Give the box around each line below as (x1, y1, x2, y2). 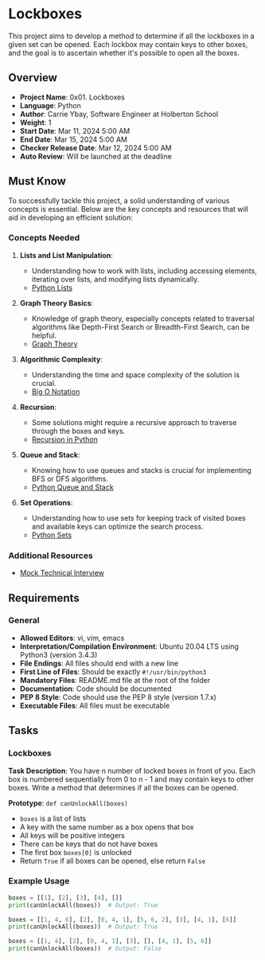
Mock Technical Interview (19, 568, 105, 578)
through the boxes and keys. (31, 426, 126, 435)
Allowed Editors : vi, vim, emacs (19, 633, 125, 642)
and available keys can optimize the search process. (31, 521, 204, 531)
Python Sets (31, 530, 72, 540)
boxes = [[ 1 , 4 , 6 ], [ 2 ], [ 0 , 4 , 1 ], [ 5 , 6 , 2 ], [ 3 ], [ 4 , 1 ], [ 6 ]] (8, 915, 237, 923)
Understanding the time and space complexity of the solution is (31, 369, 240, 379)
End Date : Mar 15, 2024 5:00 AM (19, 135, 127, 144)
